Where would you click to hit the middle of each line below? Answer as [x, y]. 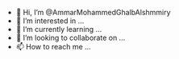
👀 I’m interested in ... [50, 21]
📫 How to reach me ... [53, 47]
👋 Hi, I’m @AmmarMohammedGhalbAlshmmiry [93, 12]
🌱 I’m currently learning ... [59, 29]
